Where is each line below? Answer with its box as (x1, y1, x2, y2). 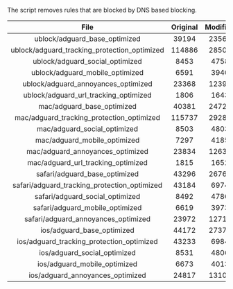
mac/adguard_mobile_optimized (35, 135, 140, 145)
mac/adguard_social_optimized (37, 124, 139, 134)
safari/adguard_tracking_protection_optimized (12, 180, 163, 190)
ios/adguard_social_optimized (39, 248, 137, 257)
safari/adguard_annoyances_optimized (24, 214, 151, 224)
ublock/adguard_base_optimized (34, 34, 141, 44)
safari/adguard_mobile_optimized (33, 203, 142, 212)
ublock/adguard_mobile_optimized (31, 68, 144, 77)
